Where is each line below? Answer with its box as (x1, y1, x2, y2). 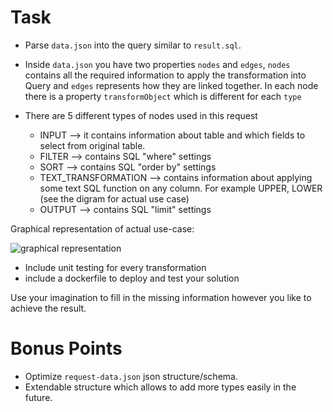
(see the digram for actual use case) (39, 192, 190, 205)
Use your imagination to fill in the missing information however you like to (10, 291, 312, 303)
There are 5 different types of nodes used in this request (24, 109, 258, 121)
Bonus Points (10, 337, 123, 360)
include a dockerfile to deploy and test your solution (24, 272, 240, 284)
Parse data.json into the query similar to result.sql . (24, 39, 242, 51)
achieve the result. (10, 302, 87, 314)
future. (24, 391, 53, 403)
